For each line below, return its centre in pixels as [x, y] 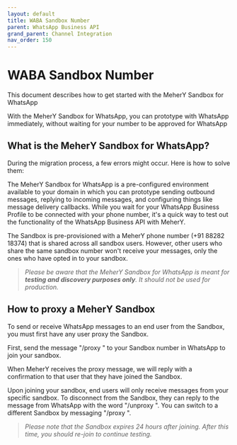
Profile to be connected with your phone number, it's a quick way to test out [118, 214]
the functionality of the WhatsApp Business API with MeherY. [97, 222]
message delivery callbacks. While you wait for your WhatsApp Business [113, 207]
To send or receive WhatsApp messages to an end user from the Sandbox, [116, 326]
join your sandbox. [34, 355]
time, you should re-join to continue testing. [88, 434]
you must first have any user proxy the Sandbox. [78, 334]
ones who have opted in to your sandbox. [68, 258]
